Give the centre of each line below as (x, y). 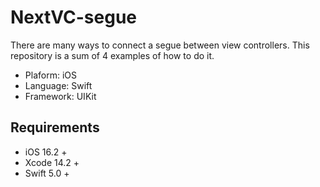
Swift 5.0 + (47, 173)
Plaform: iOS (50, 75)
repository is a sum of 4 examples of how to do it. (112, 55)
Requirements (55, 127)
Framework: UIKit (60, 96)
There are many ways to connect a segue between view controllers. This (160, 45)
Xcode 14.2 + (52, 162)
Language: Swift (58, 85)
